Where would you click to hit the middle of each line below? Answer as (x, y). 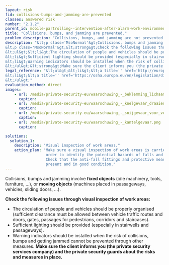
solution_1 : (22, 141)
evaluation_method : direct (33, 85)
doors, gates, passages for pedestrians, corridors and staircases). (81, 219)
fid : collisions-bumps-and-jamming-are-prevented (58, 15)
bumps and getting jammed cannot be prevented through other (78, 241)
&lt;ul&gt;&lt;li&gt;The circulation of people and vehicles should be (82, 52)
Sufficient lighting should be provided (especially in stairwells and (80, 225)
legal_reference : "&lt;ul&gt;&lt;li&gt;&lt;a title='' (64, 71)
